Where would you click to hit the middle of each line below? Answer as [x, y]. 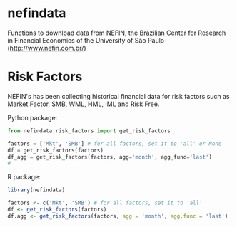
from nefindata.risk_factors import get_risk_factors [89, 131]
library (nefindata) [36, 190]
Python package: [32, 117]
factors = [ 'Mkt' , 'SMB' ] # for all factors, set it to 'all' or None [115, 144]
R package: [24, 177]
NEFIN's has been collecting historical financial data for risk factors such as [118, 96]
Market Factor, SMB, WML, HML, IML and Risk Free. [84, 104]
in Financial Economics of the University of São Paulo [86, 40]
